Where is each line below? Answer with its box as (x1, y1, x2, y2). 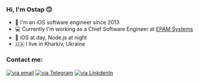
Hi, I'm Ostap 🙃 (6, 5, 53, 14)
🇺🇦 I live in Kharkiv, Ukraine (14, 40, 85, 48)
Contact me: (6, 56, 43, 64)
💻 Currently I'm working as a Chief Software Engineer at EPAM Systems (14, 26, 193, 33)
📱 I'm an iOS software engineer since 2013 (14, 19, 120, 26)
